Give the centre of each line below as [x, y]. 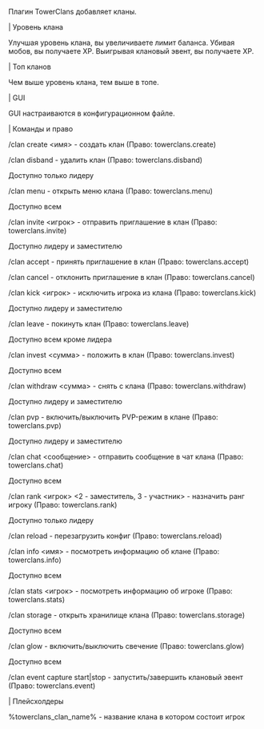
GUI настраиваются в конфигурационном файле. [92, 113]
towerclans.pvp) [35, 425]
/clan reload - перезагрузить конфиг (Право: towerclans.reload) [115, 536]
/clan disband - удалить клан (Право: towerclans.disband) [105, 160]
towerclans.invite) [38, 231]
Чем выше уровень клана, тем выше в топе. [84, 82]
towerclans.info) [35, 560]
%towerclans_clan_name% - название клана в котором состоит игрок [127, 717]
